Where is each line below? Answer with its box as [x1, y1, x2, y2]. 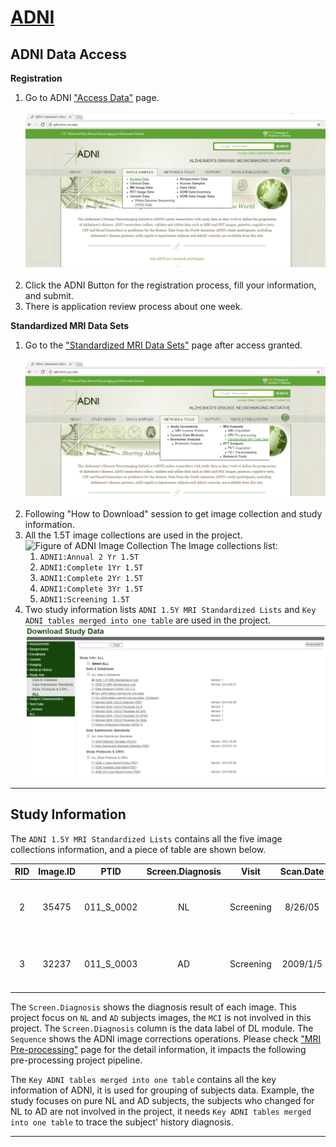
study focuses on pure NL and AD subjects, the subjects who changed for [10, 1095, 315, 1107]
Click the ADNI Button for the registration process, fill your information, [24, 279, 317, 291]
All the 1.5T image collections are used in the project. [24, 529, 243, 541]
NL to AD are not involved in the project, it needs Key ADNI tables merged [10, 1106, 312, 1118]
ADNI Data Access [10, 46, 127, 63]
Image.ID [38, 866, 77, 878]
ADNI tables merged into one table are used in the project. [24, 614, 272, 626]
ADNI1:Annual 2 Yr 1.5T [39, 552, 140, 562]
